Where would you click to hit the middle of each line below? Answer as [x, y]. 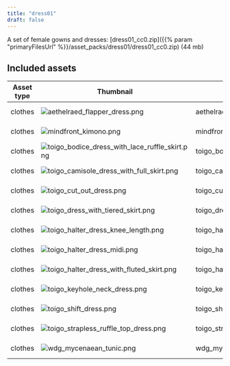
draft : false [26, 20]
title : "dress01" [32, 13]
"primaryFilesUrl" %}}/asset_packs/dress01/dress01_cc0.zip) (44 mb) [105, 47]
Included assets [42, 68]
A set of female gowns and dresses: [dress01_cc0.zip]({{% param [100, 39]
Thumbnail [115, 92]
